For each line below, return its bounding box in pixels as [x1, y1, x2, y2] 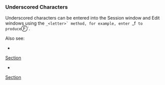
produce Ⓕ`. [5, 26, 30, 32]
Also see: [5, 35, 25, 41]
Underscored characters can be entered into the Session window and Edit [5, 15, 160, 21]
